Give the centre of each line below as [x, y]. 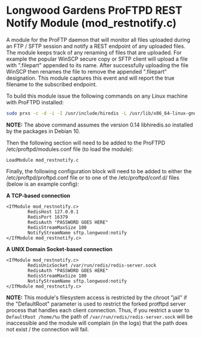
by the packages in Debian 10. [43, 131]
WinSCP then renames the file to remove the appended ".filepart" [87, 71]
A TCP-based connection [38, 195]
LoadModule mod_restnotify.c [42, 160]
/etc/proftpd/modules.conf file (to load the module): [70, 149]
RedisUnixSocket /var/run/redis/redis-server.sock [92, 265]
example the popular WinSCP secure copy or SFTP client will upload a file [97, 59]
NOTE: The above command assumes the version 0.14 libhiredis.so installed [100, 125]
